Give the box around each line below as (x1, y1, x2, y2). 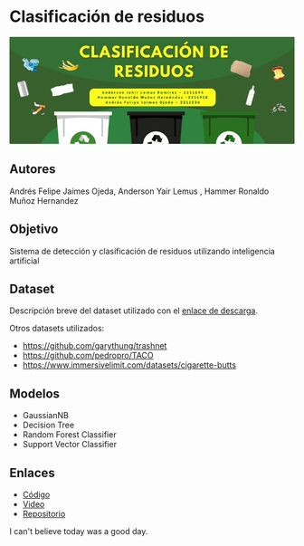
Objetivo (9, 222, 59, 237)
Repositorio (22, 509, 66, 519)
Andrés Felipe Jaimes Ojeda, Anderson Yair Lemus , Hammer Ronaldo (9, 186, 270, 196)
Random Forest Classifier (22, 429, 117, 440)
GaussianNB (22, 410, 70, 421)
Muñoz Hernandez (9, 195, 79, 206)
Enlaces (9, 465, 56, 481)
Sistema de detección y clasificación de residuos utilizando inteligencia (9, 245, 276, 256)
